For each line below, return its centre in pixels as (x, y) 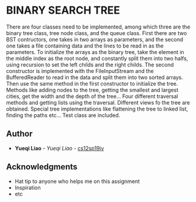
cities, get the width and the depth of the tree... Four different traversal (92, 96)
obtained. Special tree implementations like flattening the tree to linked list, (97, 109)
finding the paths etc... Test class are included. (63, 115)
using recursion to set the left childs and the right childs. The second (90, 64)
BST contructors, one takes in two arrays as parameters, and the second (95, 39)
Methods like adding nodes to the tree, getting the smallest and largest (92, 90)
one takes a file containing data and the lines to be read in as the (85, 46)
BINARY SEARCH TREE (63, 10)
